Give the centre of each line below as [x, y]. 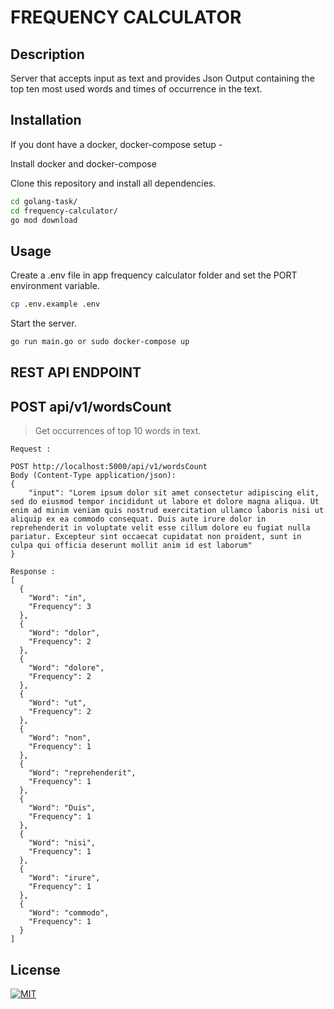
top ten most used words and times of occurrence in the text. [136, 89]
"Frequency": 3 [60, 607]
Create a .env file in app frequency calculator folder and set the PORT [154, 275]
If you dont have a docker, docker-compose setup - [116, 144]
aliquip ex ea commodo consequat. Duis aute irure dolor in [138, 519]
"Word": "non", [60, 738]
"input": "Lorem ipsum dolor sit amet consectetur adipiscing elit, [174, 493]
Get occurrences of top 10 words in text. [118, 431]
